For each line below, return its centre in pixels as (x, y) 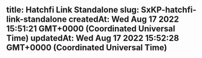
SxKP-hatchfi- (169, 10)
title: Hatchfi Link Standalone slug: (73, 10)
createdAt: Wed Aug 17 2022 (124, 20)
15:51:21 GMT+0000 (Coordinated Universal (91, 29)
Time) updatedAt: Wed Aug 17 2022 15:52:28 (93, 38)
